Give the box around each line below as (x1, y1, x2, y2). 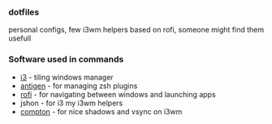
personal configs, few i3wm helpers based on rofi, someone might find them (8, 25, 265, 35)
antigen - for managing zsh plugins (19, 80, 138, 91)
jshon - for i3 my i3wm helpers (19, 98, 123, 108)
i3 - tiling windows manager (19, 72, 114, 82)
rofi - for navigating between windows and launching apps (19, 89, 217, 99)
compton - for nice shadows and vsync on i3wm (19, 106, 183, 116)
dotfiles (8, 6, 40, 18)
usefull (8, 33, 32, 43)
